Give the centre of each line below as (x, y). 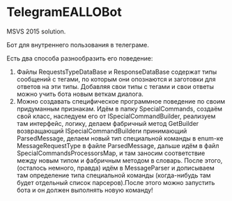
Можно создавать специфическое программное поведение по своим (121, 101)
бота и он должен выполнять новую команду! (85, 190)
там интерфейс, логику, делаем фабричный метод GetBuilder (108, 123)
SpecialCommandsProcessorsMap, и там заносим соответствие (111, 153)
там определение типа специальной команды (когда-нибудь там (114, 175)
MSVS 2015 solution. (36, 31)
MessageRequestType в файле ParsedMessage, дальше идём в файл (118, 145)
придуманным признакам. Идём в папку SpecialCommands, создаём (119, 108)
